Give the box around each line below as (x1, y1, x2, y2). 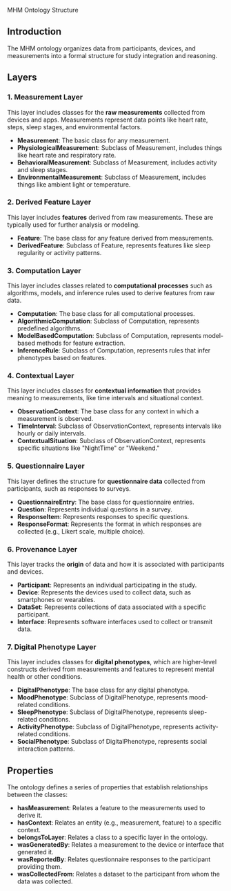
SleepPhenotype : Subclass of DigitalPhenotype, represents (17, 708, 188, 716)
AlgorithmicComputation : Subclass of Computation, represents (17, 317, 200, 326)
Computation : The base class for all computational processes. (17, 310, 195, 318)
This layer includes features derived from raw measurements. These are (7, 213, 214, 221)
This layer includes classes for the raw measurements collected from (7, 108, 205, 116)
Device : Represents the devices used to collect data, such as (17, 588, 192, 597)
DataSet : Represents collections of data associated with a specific (17, 603, 206, 611)
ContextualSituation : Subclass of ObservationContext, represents (17, 437, 205, 445)
